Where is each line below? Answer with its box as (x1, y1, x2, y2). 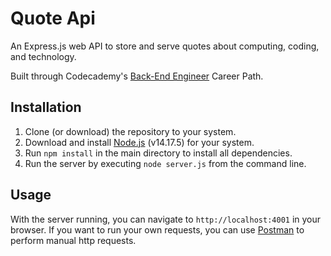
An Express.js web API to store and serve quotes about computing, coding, (10, 40, 320, 52)
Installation (10, 99, 82, 116)
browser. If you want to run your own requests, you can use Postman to (10, 223, 305, 236)
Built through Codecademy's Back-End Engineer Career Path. (10, 70, 264, 82)
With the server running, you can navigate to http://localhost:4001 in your (10, 213, 322, 225)
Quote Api (10, 7, 96, 30)
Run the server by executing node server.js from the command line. (24, 157, 307, 169)
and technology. (10, 50, 77, 62)
